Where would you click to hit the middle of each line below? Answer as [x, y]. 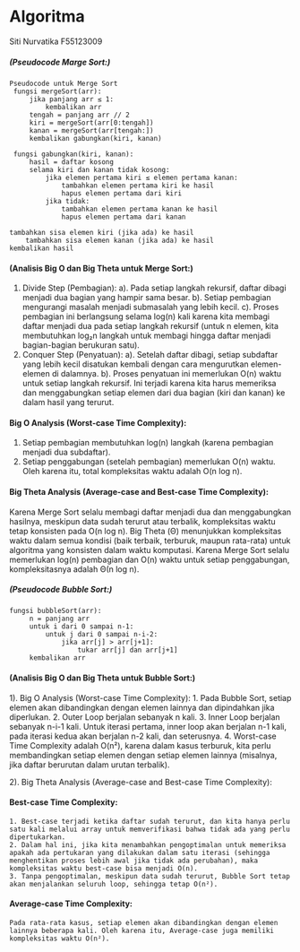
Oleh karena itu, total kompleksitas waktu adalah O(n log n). [132, 472]
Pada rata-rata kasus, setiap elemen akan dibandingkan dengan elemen [144, 923]
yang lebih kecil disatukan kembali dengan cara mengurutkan [135, 364]
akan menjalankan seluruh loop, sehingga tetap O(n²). [114, 884]
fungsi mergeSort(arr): [57, 91]
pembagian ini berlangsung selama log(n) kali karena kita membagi [146, 316]
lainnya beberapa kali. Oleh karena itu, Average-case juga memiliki [142, 931]
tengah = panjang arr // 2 [79, 115]
